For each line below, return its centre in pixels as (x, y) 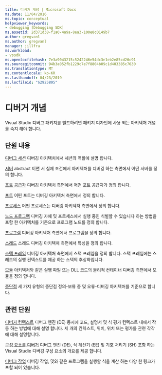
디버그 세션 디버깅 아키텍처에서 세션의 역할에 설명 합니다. (59, 158)
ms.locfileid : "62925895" (31, 82)
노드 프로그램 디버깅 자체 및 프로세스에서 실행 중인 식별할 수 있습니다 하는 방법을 (81, 216)
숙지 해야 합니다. (26, 129)
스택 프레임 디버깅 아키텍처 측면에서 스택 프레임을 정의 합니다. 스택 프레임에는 (78, 254)
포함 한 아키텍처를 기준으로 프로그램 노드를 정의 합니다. (57, 222)
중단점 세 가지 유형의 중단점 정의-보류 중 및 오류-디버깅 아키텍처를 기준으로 (76, 287)
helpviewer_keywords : (27, 23)
